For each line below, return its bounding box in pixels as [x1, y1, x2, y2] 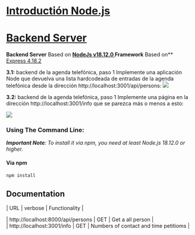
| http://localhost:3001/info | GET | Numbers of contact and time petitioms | [6, 223, 190, 230]
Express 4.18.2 [6, 58, 42, 65]
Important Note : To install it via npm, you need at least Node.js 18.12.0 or [6, 139, 185, 147]
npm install [6, 172, 36, 179]
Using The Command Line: [6, 126, 84, 134]
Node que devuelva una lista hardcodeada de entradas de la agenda [6, 75, 174, 82]
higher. [6, 145, 24, 153]
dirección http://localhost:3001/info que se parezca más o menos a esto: [6, 100, 184, 107]
